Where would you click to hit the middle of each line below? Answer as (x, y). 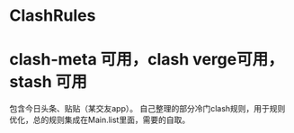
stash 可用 (49, 82)
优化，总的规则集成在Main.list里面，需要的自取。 (100, 120)
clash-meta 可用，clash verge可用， (147, 60)
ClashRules (53, 16)
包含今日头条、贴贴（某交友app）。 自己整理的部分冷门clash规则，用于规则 (147, 109)
